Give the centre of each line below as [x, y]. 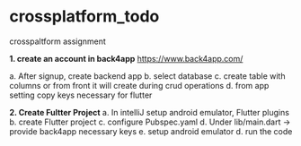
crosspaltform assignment [58, 41]
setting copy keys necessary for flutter [81, 95]
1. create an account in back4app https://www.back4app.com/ [126, 58]
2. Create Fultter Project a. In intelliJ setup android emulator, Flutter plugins [150, 112]
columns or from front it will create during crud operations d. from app [139, 85]
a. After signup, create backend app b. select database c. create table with [147, 76]
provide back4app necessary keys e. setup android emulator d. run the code [151, 131]
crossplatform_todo [84, 17]
